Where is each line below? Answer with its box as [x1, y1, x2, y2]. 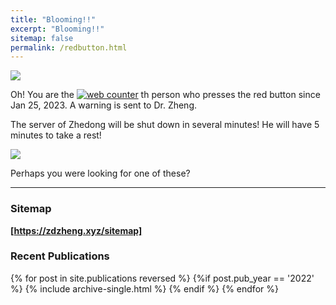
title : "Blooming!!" [10, 14, 97, 25]
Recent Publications [10, 249, 110, 263]
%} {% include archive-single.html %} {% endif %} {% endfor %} [10, 282, 279, 295]
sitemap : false [10, 33, 74, 43]
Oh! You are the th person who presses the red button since [10, 89, 321, 101]
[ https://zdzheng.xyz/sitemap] [10, 224, 143, 236]
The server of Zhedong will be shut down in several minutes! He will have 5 [10, 119, 320, 131]
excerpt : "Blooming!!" [10, 24, 105, 34]
